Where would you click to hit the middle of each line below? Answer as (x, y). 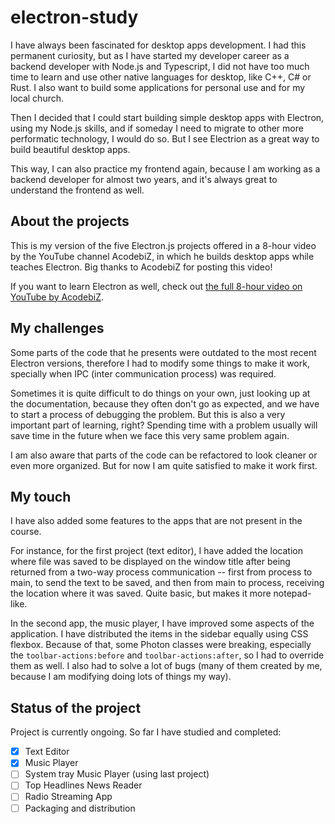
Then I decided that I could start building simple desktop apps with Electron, (167, 117)
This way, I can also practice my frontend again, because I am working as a (165, 168)
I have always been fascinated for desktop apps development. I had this (158, 45)
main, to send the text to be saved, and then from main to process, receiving (167, 583)
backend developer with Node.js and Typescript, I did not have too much (160, 66)
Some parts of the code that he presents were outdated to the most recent (163, 352)
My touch (41, 496)
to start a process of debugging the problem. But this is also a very (148, 414)
